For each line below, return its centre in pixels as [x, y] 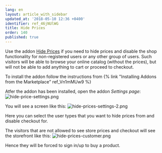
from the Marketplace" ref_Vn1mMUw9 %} [48, 81]
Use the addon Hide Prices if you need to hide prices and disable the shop [81, 51]
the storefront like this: [28, 136]
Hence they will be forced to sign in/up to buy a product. [63, 145]
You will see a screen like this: [36, 106]
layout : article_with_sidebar [36, 14]
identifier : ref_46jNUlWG [32, 23]
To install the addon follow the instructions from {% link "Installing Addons [81, 76]
